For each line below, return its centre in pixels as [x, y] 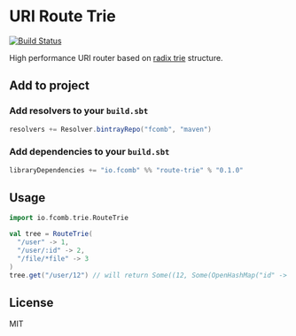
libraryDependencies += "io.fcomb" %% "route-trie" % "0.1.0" [126, 170]
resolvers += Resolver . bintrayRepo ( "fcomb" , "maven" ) [111, 129]
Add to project [50, 86]
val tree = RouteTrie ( [51, 234]
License [31, 303]
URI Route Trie [63, 16]
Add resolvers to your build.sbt [79, 111]
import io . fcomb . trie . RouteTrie [69, 218]
